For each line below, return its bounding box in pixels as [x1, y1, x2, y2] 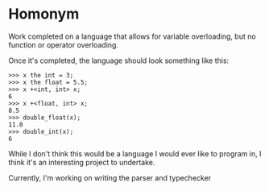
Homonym [8, 5, 80, 23]
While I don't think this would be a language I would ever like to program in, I [8, 148, 262, 158]
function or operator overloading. [8, 39, 119, 49]
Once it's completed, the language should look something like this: [8, 56, 230, 65]
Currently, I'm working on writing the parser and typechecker [8, 172, 212, 182]
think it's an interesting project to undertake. [8, 157, 155, 167]
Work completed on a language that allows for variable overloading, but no [8, 31, 256, 41]
